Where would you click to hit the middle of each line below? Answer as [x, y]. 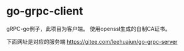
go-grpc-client [45, 11]
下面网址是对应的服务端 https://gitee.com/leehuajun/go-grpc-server [92, 41]
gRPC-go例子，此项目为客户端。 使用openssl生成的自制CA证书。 [89, 29]
